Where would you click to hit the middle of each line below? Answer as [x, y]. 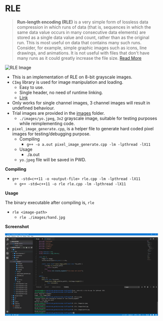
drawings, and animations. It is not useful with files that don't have [83, 53]
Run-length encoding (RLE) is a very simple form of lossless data [83, 22]
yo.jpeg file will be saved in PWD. [53, 160]
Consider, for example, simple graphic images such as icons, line [82, 48]
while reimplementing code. [47, 123]
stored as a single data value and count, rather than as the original [83, 37]
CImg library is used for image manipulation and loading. [68, 82]
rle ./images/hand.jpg [42, 217]
